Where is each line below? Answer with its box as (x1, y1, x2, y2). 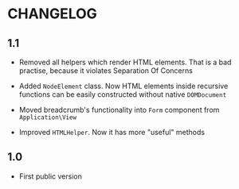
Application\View (18, 114, 77, 121)
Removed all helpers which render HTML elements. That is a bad (18, 57, 232, 67)
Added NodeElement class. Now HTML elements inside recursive (18, 81, 229, 91)
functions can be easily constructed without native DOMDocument (18, 90, 227, 99)
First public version (18, 172, 83, 181)
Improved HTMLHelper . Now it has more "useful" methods (18, 128, 205, 137)
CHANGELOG (7, 5, 97, 23)
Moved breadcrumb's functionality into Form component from (18, 105, 220, 114)
